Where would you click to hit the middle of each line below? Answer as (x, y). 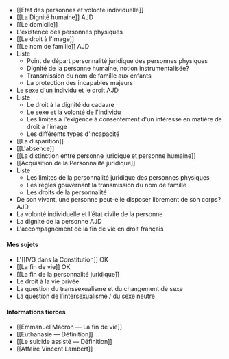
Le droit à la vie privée (48, 281)
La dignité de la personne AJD (59, 221)
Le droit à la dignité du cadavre (70, 105)
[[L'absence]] (35, 148)
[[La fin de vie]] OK (43, 267)
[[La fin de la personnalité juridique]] (68, 275)
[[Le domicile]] (37, 24)
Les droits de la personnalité (67, 192)
